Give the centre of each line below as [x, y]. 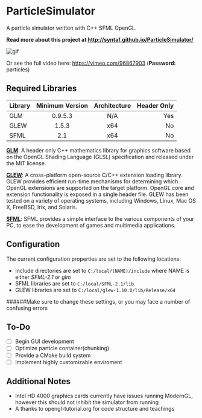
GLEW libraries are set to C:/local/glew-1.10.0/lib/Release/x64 [95, 290]
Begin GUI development [44, 341]
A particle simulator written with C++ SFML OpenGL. [71, 28]
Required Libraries [42, 89]
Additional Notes [39, 381]
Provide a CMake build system [53, 355]
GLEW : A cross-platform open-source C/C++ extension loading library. [94, 175]
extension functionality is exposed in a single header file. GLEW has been [97, 194]
